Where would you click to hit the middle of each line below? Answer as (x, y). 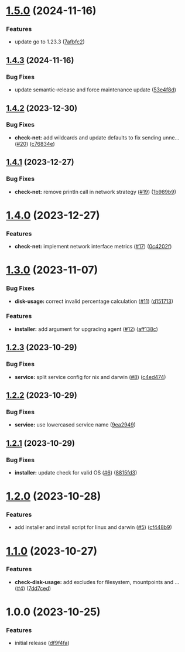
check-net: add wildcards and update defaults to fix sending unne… (97, 137)
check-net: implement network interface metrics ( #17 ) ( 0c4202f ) (93, 247)
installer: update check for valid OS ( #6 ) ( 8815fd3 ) (76, 472)
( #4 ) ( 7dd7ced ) (33, 588)
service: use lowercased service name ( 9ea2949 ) (75, 425)
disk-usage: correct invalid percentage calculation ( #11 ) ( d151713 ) (94, 301)
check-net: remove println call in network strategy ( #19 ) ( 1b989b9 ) (95, 192)
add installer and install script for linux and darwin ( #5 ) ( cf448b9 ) (93, 527)
